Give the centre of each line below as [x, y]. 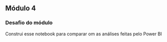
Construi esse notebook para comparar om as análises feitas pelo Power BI [83, 34]
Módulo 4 [21, 8]
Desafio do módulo [29, 23]
